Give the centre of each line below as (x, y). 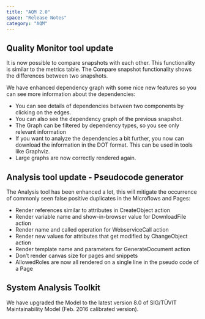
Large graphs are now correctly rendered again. (76, 158)
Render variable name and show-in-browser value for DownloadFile (101, 217)
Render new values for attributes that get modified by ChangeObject (101, 236)
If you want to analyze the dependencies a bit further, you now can (100, 139)
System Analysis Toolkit (54, 288)
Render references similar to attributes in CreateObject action (92, 210)
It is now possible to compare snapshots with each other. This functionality (101, 63)
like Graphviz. (32, 152)
